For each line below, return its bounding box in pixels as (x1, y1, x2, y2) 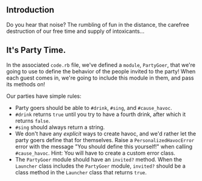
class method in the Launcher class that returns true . (15, 168, 147, 176)
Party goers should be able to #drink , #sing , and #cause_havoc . (15, 104, 172, 111)
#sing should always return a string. (15, 123, 105, 131)
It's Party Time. (6, 45, 66, 55)
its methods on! (6, 80, 46, 87)
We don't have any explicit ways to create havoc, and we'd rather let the (15, 130, 197, 137)
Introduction (6, 5, 55, 15)
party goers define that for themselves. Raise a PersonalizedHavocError (15, 136, 195, 143)
